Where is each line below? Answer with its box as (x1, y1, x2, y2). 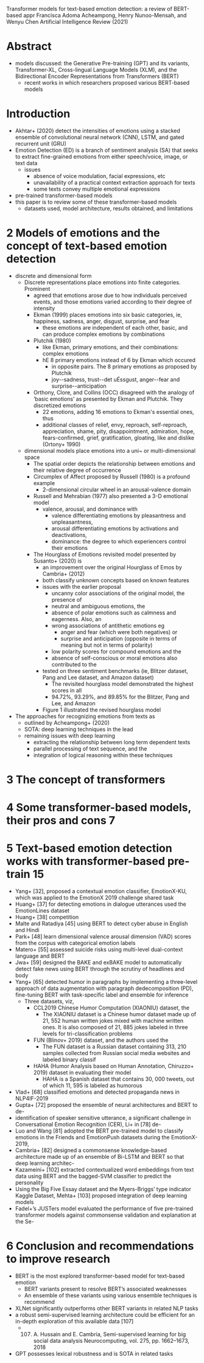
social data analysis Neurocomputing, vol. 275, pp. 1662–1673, (33, 1337, 190, 1345)
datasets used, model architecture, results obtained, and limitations (24, 204, 193, 212)
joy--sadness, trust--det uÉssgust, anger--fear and (51, 375, 180, 383)
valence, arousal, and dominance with (42, 505, 138, 513)
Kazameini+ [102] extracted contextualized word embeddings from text (15, 1166, 194, 1173)
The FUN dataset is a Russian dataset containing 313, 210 (42, 1043, 187, 1050)
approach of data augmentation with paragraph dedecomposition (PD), (15, 984, 194, 992)
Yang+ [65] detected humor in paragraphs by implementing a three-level (15, 978, 198, 986)
